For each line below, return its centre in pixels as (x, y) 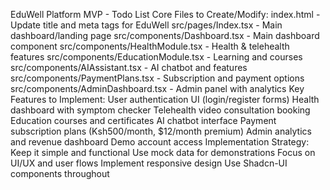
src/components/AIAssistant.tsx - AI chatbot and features (129, 67)
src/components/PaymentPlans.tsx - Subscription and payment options (157, 78)
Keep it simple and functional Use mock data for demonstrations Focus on (163, 152)
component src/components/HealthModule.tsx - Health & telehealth (150, 46)
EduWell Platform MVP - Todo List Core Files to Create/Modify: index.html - (165, 14)
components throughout (60, 173)
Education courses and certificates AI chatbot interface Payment (143, 120)
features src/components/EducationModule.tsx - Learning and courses (156, 57)
